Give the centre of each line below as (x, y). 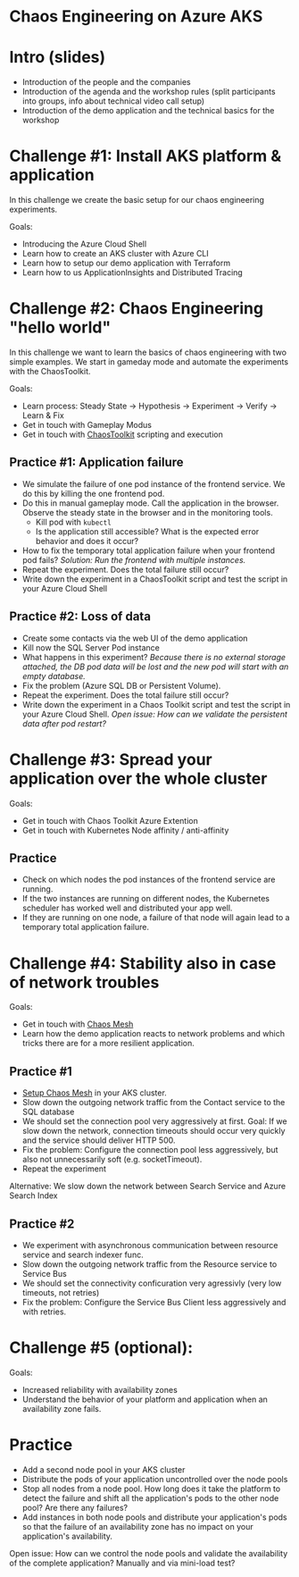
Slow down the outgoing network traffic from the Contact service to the (154, 1103)
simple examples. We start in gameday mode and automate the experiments (149, 362)
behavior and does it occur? (87, 541)
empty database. (54, 675)
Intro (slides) (58, 58)
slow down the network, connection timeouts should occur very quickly (154, 1131)
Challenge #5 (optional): (101, 1348)
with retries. (44, 1312)
